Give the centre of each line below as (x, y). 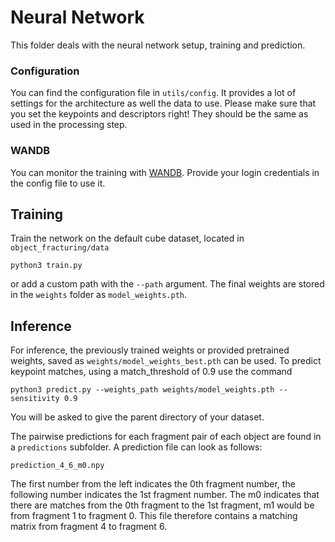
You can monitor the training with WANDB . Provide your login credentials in (165, 172)
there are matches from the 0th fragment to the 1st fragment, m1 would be (162, 505)
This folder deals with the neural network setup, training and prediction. (158, 45)
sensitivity (35, 399)
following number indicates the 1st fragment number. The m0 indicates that (165, 495)
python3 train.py (46, 266)
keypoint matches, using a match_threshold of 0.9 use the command (151, 372)
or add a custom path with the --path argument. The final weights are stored (167, 284)
